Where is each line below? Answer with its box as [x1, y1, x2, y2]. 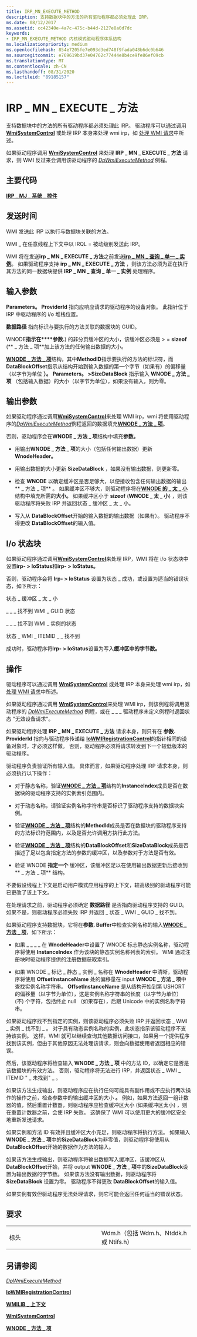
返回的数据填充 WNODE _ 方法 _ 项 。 [81, 420, 168, 427]
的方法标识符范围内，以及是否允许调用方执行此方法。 [14, 829, 144, 836]
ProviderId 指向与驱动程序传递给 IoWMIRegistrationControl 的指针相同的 [6, 735, 182, 742]
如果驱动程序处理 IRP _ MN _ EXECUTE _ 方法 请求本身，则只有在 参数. [6, 727, 176, 734]
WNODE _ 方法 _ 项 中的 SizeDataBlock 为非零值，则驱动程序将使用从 [6, 1136, 170, 1143]
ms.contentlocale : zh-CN [6, 63, 67, 69]
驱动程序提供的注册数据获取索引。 [30, 956, 113, 963]
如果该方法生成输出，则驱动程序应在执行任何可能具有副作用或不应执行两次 [6, 1086, 186, 1093]
